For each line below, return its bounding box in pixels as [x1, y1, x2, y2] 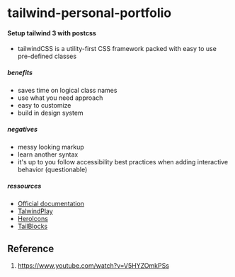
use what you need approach [17, 94, 103, 102]
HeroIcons [17, 215, 48, 223]
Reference [7, 242, 55, 254]
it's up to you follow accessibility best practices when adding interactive [17, 158, 229, 166]
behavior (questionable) [17, 165, 88, 174]
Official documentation [17, 200, 85, 208]
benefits [7, 68, 33, 77]
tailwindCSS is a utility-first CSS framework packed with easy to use [17, 45, 217, 53]
